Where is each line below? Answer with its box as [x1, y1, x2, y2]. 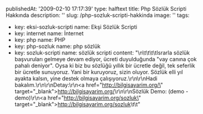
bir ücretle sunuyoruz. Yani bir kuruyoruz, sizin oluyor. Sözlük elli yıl [14, 69, 183, 75]
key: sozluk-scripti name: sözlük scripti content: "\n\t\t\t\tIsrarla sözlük [14, 49, 190, 56]
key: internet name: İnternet [14, 30, 84, 37]
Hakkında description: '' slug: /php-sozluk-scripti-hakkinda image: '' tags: [5, 12, 190, 19]
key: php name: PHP [14, 36, 66, 43]
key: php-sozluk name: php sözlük [14, 42, 101, 50]
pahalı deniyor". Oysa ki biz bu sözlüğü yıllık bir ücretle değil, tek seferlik [14, 62, 195, 69]
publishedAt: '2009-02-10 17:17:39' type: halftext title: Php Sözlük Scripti [5, 5, 187, 12]
